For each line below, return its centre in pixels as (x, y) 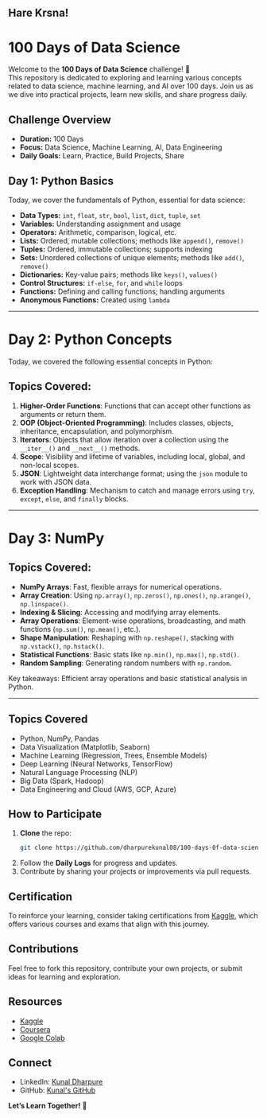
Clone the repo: (45, 833)
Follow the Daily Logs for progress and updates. (99, 863)
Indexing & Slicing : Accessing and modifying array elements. (120, 612)
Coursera (35, 1029)
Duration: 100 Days (52, 139)
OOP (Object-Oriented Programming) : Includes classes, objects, (126, 423)
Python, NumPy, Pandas (59, 738)
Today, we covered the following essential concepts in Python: (110, 361)
